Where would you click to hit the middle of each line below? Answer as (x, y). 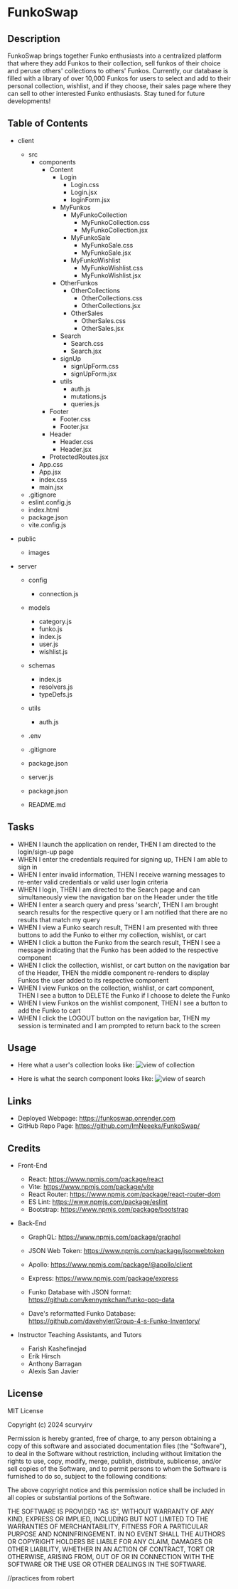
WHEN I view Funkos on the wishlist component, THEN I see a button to (123, 1003)
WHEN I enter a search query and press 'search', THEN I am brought (118, 904)
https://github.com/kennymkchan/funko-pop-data (102, 1300)
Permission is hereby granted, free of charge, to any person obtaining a (112, 1438)
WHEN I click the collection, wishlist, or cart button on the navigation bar (124, 965)
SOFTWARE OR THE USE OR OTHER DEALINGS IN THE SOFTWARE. (107, 1564)
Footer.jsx (74, 426)
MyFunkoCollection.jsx (114, 230)
